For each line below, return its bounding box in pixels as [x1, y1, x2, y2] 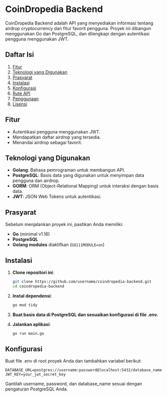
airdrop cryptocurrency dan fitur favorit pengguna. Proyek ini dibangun [5, 25, 151, 31]
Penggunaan [12, 95, 39, 101]
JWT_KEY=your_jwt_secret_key [5, 372, 66, 377]
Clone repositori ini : [12, 269, 54, 275]
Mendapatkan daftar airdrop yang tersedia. [12, 134, 101, 140]
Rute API [12, 90, 30, 96]
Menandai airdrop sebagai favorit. [12, 139, 82, 145]
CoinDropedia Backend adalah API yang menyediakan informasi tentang [5, 20, 153, 26]
